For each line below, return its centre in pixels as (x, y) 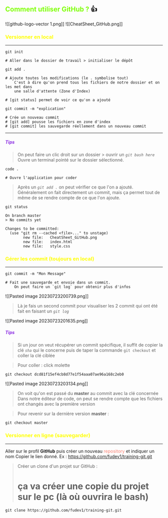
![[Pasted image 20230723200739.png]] (47, 296)
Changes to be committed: (32, 229)
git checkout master (27, 423)
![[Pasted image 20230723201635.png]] (46, 321)
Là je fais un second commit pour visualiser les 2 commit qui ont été (87, 306)
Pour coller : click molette (43, 365)
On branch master (23, 216)
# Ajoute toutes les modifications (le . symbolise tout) (67, 78)
